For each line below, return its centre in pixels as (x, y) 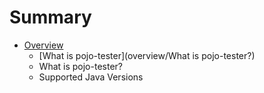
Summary (50, 17)
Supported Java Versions (91, 77)
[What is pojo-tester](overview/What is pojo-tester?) (147, 55)
